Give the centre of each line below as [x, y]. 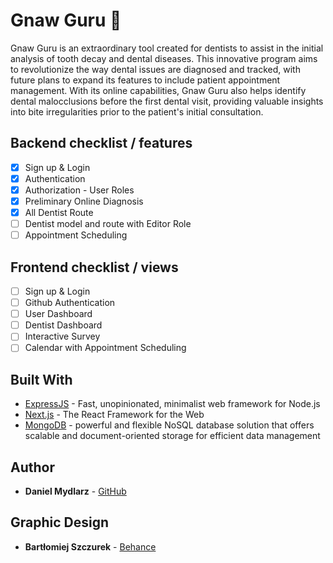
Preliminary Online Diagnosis [84, 201]
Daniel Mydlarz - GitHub [75, 491]
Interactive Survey [62, 336]
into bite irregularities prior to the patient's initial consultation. [137, 111]
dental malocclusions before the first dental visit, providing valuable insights [167, 101]
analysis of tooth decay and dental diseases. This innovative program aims [164, 58]
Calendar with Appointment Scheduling [105, 348]
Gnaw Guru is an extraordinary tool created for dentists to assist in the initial [167, 48]
